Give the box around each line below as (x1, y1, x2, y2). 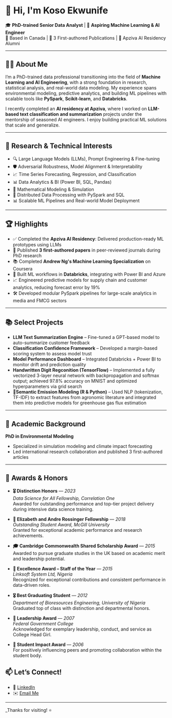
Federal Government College (12, 620, 74, 626)
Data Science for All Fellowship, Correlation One (12, 495, 115, 501)
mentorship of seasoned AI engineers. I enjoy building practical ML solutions (5, 116, 167, 122)
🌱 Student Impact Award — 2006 (12, 641, 84, 648)
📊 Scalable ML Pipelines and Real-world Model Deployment (12, 198, 140, 204)
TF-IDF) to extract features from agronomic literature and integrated (12, 394, 157, 401)
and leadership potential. (12, 555, 66, 562)
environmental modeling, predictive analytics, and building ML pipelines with (5, 90, 167, 96)
